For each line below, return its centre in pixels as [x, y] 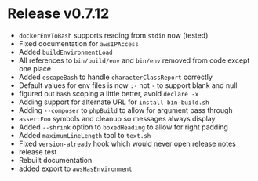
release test [38, 152]
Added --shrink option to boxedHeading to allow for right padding [124, 127]
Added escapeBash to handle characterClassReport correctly [116, 77]
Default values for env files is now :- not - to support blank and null [128, 85]
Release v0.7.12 [58, 14]
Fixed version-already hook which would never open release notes [127, 143]
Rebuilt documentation [55, 160]
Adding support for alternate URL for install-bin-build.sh [114, 102]
